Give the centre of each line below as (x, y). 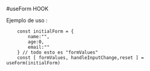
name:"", (39, 37)
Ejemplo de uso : (27, 20)
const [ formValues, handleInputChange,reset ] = (81, 58)
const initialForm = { (45, 31)
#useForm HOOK (27, 9)
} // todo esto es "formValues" (58, 52)
